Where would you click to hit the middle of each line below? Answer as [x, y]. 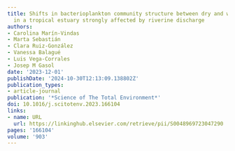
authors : [20, 26]
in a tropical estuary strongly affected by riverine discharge [109, 20]
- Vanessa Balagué [34, 53]
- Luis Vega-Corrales [39, 59]
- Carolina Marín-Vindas [43, 33]
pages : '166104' [31, 130]
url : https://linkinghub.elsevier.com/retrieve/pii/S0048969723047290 [119, 124]
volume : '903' [28, 136]
